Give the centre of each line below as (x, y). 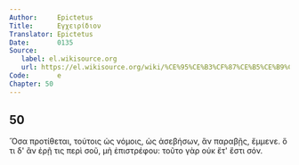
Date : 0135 (41, 42)
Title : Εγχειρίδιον (55, 26)
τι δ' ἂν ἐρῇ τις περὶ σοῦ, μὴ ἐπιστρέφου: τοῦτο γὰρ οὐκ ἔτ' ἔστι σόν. (136, 151)
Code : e (36, 76)
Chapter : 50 (31, 84)
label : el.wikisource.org (69, 59)
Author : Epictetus (51, 17)
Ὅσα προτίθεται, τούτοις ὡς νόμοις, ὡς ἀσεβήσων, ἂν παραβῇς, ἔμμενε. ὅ (148, 141)
